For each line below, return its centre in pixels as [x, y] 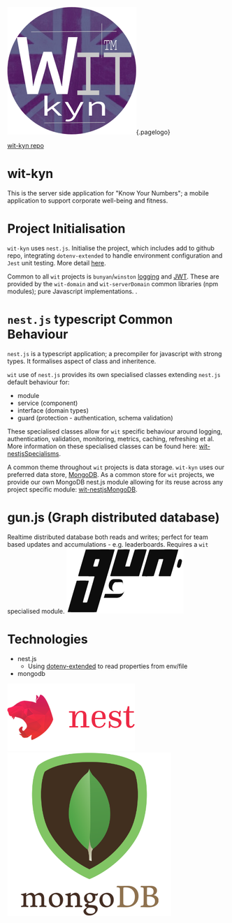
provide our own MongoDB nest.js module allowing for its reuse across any [115, 482]
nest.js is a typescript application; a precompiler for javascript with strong [115, 353]
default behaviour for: [38, 382]
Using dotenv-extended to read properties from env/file [108, 666]
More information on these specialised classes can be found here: [102, 446]
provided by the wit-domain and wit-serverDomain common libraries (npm [113, 283]
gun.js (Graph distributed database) [114, 517]
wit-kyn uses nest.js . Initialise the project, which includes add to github [111, 248]
